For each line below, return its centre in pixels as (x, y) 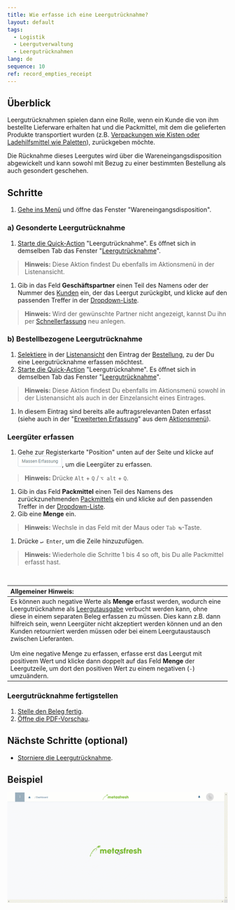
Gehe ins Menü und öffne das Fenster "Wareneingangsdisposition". (114, 209)
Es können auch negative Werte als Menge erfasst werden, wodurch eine (116, 601)
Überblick (29, 103)
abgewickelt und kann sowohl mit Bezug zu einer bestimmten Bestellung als (116, 163)
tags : (15, 29)
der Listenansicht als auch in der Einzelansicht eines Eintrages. (115, 398)
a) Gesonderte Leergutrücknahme (66, 228)
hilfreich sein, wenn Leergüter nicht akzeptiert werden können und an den (116, 623)
